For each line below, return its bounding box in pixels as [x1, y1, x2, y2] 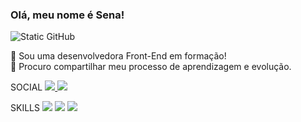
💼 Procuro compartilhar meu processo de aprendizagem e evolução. [10, 61, 292, 73]
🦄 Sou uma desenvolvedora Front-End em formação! [10, 50, 227, 62]
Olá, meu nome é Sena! [10, 8, 125, 22]
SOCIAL [10, 81, 43, 93]
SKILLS [10, 102, 40, 114]
